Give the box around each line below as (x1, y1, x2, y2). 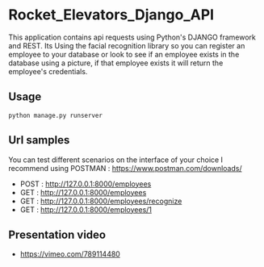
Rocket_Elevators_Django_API (8, 6, 215, 24)
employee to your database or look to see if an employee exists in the (8, 49, 240, 59)
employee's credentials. (8, 66, 88, 76)
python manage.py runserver (8, 111, 103, 119)
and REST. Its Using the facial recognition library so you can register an (8, 40, 245, 50)
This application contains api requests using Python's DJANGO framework (8, 32, 256, 42)
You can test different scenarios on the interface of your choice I (8, 155, 224, 165)
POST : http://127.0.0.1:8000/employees (19, 179, 152, 189)
